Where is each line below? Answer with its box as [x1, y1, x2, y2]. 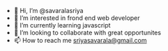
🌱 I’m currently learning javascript [13, 21, 111, 29]
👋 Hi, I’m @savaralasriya [13, 7, 84, 14]
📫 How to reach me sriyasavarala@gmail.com [13, 37, 147, 44]
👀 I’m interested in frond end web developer [13, 14, 141, 22]
